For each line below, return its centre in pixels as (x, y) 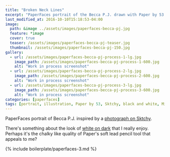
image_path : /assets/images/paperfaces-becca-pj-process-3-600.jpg (87, 90)
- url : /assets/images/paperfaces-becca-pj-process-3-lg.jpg (76, 85)
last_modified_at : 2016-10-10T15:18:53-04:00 (54, 19)
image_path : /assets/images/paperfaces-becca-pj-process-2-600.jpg (87, 76)
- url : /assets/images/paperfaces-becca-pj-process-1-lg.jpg (76, 57)
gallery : (14, 52)
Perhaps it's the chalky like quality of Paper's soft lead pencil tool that (78, 134)
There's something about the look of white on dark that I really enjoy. (77, 128)
